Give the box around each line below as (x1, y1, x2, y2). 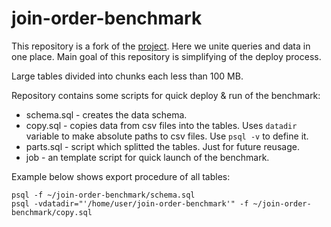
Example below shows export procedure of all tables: (11, 170, 231, 182)
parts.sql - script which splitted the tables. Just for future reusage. (25, 140, 300, 152)
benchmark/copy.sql (11, 207, 93, 217)
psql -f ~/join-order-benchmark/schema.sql (11, 190, 196, 200)
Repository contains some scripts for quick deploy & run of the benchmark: (11, 89, 321, 101)
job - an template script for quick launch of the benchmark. (25, 151, 270, 163)
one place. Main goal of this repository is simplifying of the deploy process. (11, 50, 322, 62)
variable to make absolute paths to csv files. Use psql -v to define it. (25, 130, 309, 142)
